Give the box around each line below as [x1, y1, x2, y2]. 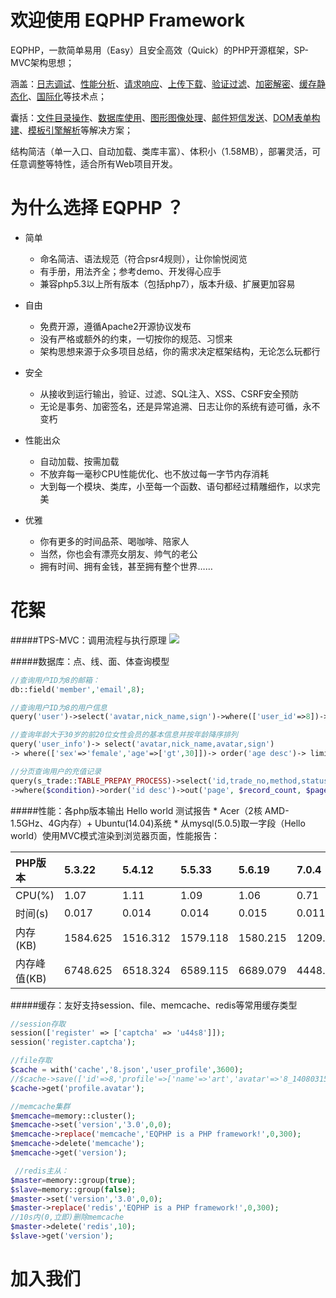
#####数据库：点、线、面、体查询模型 [10, 655, 170, 667]
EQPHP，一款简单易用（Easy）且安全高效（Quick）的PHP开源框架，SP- [10, 44, 310, 56]
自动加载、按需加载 [39, 455, 120, 467]
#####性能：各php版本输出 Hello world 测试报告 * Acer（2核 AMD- [10, 804, 290, 816]
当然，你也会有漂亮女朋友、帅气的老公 [39, 547, 198, 560]
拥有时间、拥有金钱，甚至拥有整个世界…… [39, 560, 213, 572]
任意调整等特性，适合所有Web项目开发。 [10, 157, 178, 170]
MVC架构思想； [10, 56, 75, 68]
